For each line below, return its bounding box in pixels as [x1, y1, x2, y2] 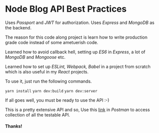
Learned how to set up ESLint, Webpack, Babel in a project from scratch [5, 64, 151, 69]
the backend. [5, 24, 32, 30]
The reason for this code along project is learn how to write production [5, 34, 148, 40]
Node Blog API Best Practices [5, 3, 127, 15]
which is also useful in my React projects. [5, 68, 89, 74]
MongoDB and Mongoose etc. [5, 54, 66, 60]
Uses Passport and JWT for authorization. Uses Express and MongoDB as [5, 20, 155, 25]
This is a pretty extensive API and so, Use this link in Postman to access [5, 107, 150, 112]
